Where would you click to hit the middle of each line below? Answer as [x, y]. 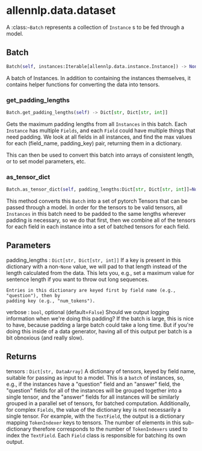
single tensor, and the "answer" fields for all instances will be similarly [93, 397]
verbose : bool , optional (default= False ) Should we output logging [88, 312]
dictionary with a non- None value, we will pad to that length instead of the [97, 266]
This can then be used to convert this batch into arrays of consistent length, [100, 155]
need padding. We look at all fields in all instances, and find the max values [99, 137]
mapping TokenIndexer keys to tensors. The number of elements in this [94, 422]
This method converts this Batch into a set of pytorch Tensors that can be [97, 201]
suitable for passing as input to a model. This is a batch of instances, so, [96, 377]
